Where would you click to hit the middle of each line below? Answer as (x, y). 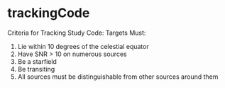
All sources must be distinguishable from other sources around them (118, 77)
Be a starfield (37, 61)
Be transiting (36, 69)
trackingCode (49, 13)
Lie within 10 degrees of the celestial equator (83, 46)
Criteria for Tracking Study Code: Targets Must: (77, 33)
